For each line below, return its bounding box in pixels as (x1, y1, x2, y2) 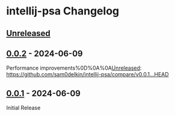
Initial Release (6, 104, 41, 112)
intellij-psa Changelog (6, 4, 120, 18)
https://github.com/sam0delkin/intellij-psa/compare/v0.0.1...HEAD (6, 71, 170, 78)
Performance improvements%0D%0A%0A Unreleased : (6, 64, 142, 72)
